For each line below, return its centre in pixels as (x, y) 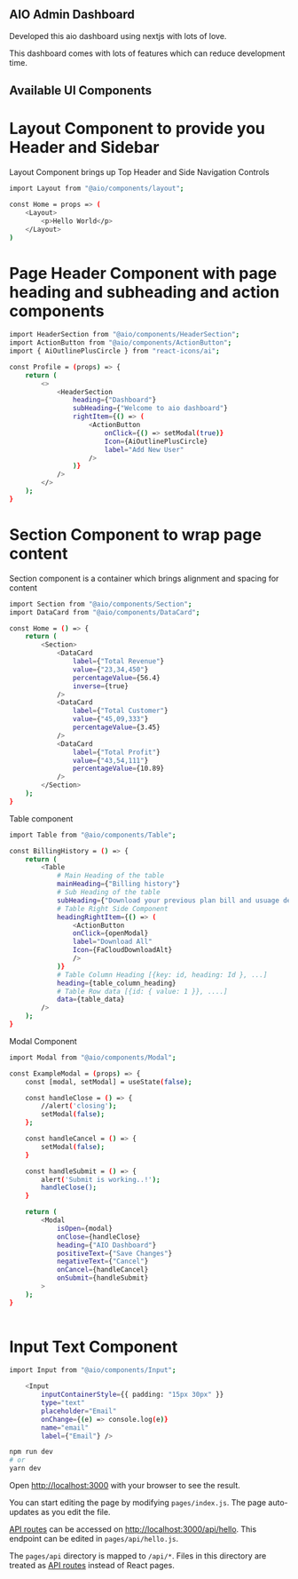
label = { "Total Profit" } (117, 752)
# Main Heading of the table (110, 876)
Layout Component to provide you (137, 129)
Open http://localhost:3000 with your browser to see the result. (125, 1486)
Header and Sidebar (84, 148)
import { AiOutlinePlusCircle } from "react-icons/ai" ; (114, 351)
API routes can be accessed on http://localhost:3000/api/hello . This (133, 1529)
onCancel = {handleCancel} (102, 1270)
